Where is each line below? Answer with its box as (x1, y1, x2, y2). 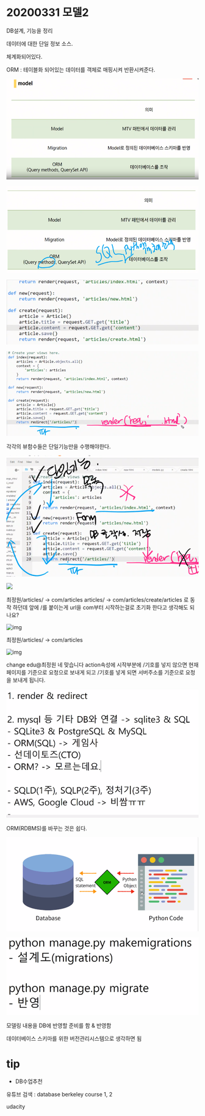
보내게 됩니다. (12, 676, 46, 684)
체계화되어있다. (6, 53, 43, 60)
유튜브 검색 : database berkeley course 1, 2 (6, 1091, 113, 1098)
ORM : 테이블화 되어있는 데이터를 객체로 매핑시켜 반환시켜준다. (6, 65, 156, 73)
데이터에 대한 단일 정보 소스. (6, 40, 73, 47)
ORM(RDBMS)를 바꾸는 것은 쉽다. (6, 825, 87, 832)
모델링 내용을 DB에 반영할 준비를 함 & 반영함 (6, 1022, 112, 1029)
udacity (6, 1103, 26, 1110)
